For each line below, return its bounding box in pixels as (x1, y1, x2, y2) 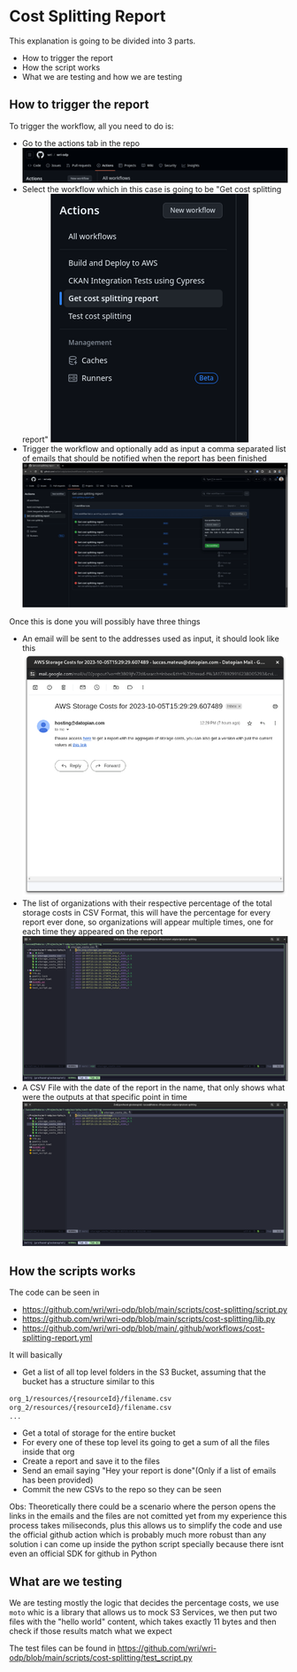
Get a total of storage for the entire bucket (21, 1428, 176, 1438)
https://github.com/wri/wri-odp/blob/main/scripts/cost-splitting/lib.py (21, 1313, 276, 1325)
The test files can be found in (9, 1643, 117, 1653)
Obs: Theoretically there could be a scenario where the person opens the (9, 1501, 277, 1512)
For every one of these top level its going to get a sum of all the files (21, 1437, 270, 1448)
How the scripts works (9, 1264, 136, 1279)
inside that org (21, 1446, 75, 1458)
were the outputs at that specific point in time (21, 1091, 187, 1102)
